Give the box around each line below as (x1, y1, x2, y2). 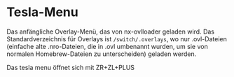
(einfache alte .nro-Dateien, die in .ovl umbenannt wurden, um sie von (6, 42, 208, 50)
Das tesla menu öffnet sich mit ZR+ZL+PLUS (6, 63, 135, 71)
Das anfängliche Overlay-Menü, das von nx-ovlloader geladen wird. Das (6, 27, 215, 36)
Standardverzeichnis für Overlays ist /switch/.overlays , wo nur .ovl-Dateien (6, 34, 227, 43)
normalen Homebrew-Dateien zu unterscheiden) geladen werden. (6, 50, 197, 58)
